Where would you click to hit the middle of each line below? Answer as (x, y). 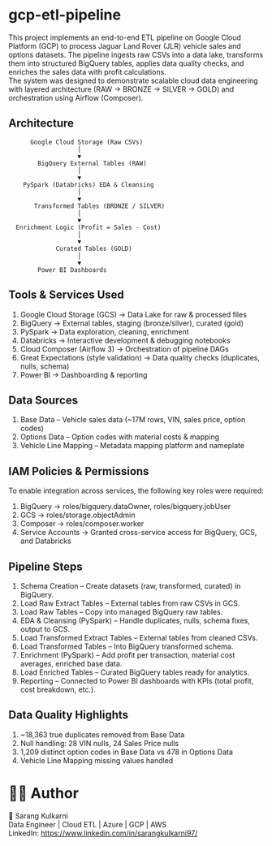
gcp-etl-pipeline (65, 15)
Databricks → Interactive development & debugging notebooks (125, 340)
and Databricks (45, 541)
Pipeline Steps (45, 566)
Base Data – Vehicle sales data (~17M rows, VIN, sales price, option (133, 420)
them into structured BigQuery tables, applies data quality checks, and (126, 63)
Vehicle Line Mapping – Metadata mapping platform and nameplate (132, 446)
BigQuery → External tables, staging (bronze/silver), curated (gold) (132, 323)
